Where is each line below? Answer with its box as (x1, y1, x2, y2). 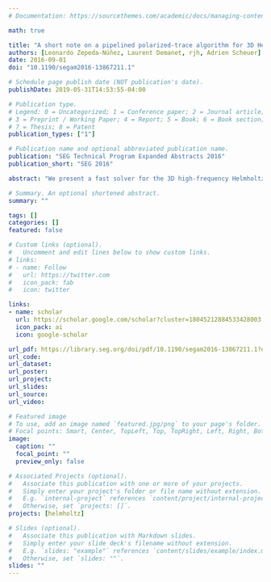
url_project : (8, 375, 52, 384)
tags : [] (8, 211, 38, 219)
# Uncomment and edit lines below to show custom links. (8, 248, 211, 256)
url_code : (8, 352, 42, 361)
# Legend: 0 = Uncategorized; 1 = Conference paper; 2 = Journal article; (8, 108, 265, 116)
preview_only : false (15, 458, 85, 466)
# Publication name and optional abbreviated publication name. (8, 145, 229, 154)
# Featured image (8, 412, 67, 420)
